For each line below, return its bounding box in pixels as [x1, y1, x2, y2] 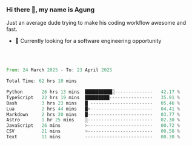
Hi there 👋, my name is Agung [6, 5, 95, 14]
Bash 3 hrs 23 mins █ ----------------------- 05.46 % [6, 100, 180, 106]
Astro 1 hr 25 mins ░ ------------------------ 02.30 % [6, 117, 180, 123]
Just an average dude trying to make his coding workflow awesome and [6, 19, 187, 27]
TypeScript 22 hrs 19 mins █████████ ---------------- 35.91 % [6, 94, 180, 100]
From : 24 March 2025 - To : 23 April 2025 [6, 67, 113, 73]
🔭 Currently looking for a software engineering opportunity [15, 37, 162, 45]
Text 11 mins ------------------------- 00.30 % [6, 134, 180, 140]
